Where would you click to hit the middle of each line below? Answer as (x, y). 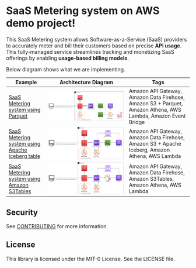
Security (22, 212)
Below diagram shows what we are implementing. (66, 69)
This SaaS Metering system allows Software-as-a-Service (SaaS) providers (97, 39)
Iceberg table (24, 156)
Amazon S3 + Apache (155, 143)
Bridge (137, 122)
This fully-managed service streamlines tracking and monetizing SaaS (90, 51)
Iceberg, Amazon (149, 150)
